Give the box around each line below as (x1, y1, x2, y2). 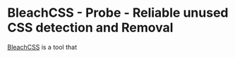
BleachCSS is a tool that (7, 43, 78, 51)
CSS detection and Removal (7, 20, 174, 36)
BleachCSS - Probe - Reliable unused (7, 5, 229, 21)
